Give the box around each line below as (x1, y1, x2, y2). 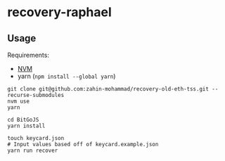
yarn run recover (7, 147, 58, 154)
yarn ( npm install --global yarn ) (17, 72, 116, 80)
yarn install (7, 122, 46, 129)
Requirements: (7, 51, 49, 59)
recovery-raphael (7, 4, 112, 20)
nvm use (7, 98, 30, 105)
